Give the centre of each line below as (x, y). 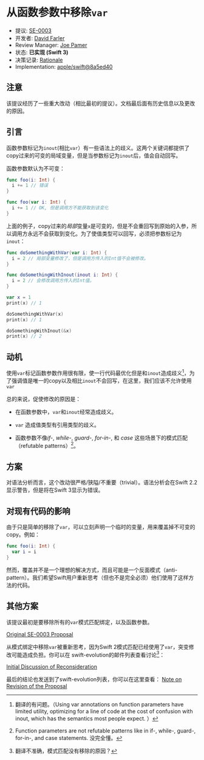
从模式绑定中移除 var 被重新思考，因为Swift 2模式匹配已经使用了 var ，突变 (98, 647)
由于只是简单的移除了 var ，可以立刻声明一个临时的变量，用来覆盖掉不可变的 (101, 527)
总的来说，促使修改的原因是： (43, 399)
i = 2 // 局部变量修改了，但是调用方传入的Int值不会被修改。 (80, 258)
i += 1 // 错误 (30, 186)
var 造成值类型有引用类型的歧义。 (57, 425)
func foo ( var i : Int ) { (36, 202)
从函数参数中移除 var (57, 12)
